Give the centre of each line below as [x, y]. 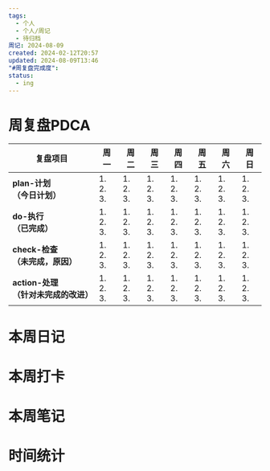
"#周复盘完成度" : [33, 68]
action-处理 [35, 283]
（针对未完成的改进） [53, 295]
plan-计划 [32, 183]
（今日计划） [37, 195]
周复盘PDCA [49, 125]
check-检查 [35, 250]
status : [21, 76]
